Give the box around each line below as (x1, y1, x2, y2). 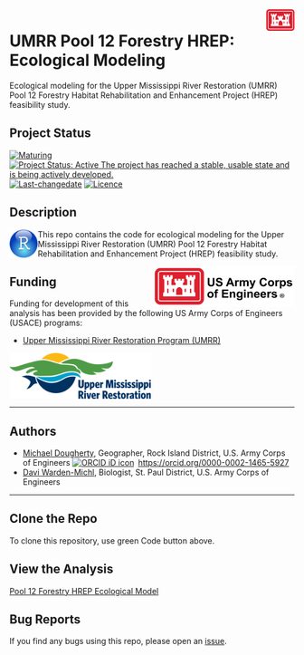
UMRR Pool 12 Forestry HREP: (9, 31, 235, 52)
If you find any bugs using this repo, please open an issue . (9, 636, 228, 647)
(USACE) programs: (9, 317, 83, 329)
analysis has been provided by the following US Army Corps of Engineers (9, 308, 283, 319)
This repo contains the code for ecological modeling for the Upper (37, 228, 285, 239)
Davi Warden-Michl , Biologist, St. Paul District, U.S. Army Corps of (22, 467, 270, 478)
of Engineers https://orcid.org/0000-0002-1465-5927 (22, 458, 290, 468)
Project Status (9, 126, 92, 141)
